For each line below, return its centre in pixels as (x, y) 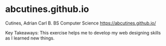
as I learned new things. (30, 38)
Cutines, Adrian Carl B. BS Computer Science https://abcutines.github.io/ (81, 23)
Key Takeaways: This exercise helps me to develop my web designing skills (83, 32)
